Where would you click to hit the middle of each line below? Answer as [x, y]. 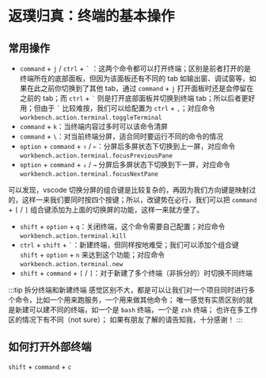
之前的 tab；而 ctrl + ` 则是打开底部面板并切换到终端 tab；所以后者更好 [137, 98]
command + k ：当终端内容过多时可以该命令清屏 [94, 126]
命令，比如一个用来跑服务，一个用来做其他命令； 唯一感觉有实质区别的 [130, 300]
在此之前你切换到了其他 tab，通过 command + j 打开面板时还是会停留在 [140, 88]
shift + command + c [40, 366]
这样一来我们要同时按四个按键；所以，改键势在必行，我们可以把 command [139, 200]
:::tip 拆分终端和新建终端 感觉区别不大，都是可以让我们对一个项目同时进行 [128, 290]
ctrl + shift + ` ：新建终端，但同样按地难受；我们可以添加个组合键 [129, 245]
